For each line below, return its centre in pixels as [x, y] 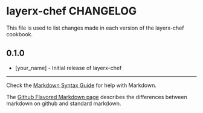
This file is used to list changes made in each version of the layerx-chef [95, 28]
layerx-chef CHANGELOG [72, 11]
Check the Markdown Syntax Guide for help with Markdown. [82, 85]
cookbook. [20, 34]
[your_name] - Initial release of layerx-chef [68, 68]
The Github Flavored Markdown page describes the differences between [97, 97]
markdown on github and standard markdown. [64, 103]
